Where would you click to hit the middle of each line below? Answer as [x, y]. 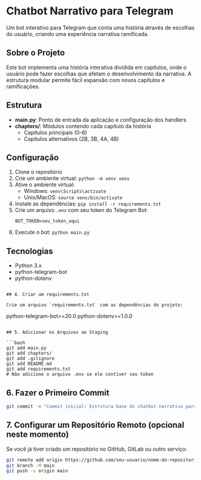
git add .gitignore [31, 359]
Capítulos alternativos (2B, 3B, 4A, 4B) [71, 138]
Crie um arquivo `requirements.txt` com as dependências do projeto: [95, 305]
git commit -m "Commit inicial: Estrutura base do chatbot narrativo [95, 406]
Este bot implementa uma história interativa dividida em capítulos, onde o [97, 67]
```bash [16, 343]
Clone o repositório [39, 172]
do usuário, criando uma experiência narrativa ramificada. [77, 34]
